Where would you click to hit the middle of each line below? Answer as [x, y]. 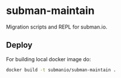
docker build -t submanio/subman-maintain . [61, 70]
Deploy [19, 45]
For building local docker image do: [49, 59]
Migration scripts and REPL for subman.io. [57, 27]
